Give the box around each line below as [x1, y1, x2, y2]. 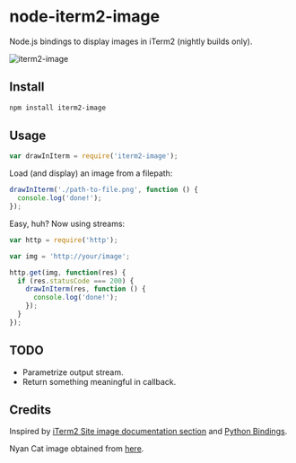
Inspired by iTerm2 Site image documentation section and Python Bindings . [9, 426, 288, 437]
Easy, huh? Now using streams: [9, 218, 126, 229]
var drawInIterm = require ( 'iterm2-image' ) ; [9, 152, 178, 161]
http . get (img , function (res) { [9, 267, 126, 277]
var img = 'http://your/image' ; [9, 251, 130, 261]
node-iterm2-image [9, 6, 160, 27]
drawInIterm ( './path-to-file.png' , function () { [9, 186, 199, 195]
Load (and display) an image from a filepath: [9, 168, 173, 179]
